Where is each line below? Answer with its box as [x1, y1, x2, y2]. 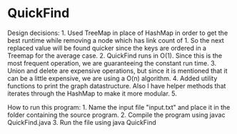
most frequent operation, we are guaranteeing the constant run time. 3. [7, 58, 216, 67]
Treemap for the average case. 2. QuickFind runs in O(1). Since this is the [7, 51, 223, 60]
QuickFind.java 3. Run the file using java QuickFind [7, 118, 157, 126]
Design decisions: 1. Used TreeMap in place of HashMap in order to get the [7, 29, 228, 37]
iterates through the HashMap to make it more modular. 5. [7, 89, 177, 98]
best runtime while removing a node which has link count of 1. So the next [7, 36, 225, 44]
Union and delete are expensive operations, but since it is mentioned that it [7, 66, 228, 75]
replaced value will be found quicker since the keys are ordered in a [7, 43, 207, 52]
